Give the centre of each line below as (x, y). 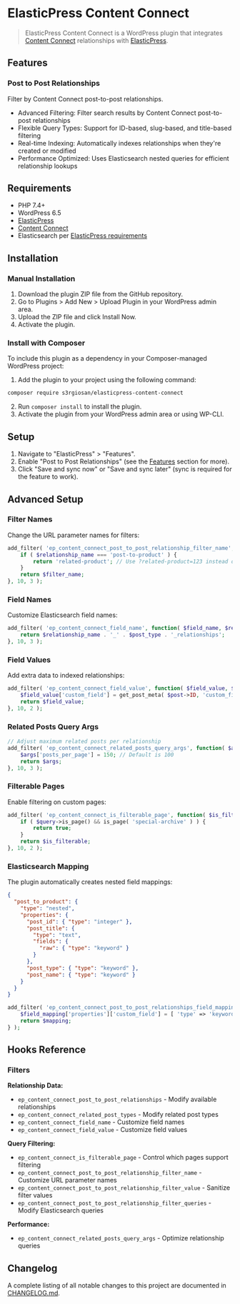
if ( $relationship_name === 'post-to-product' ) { (99, 555)
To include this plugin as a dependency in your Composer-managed (107, 358)
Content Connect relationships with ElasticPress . (96, 40)
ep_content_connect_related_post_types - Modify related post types (118, 1115)
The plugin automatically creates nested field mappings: (90, 882)
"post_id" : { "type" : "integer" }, (79, 922)
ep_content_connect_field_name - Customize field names (101, 1122)
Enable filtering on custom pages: (57, 802)
